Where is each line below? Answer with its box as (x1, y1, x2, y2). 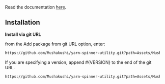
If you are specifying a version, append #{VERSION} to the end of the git (5, 59, 152, 65)
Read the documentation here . (5, 4, 67, 10)
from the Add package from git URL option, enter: (5, 41, 106, 47)
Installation (5, 18, 40, 27)
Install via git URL (5, 31, 41, 37)
